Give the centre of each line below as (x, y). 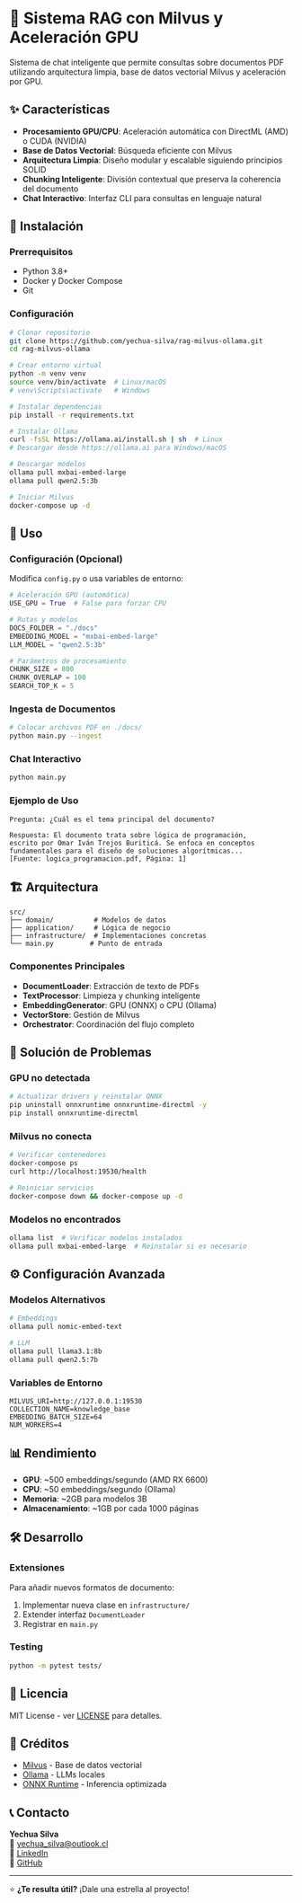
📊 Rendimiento (53, 1453)
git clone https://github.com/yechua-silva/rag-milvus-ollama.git (136, 341)
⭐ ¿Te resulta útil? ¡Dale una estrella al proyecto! (99, 1890)
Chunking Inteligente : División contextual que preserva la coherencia (151, 179)
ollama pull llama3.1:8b (56, 1351)
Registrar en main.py (60, 1624)
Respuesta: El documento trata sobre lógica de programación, (128, 835)
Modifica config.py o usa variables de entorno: (97, 579)
